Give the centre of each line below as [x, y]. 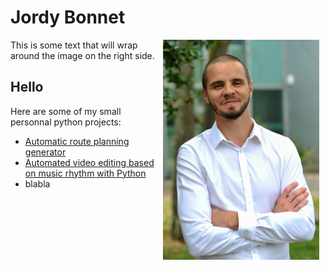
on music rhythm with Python [85, 173]
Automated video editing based [89, 162]
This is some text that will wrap [74, 45]
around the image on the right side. [82, 55]
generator [45, 152]
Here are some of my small [66, 111]
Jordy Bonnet [68, 17]
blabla [37, 183]
